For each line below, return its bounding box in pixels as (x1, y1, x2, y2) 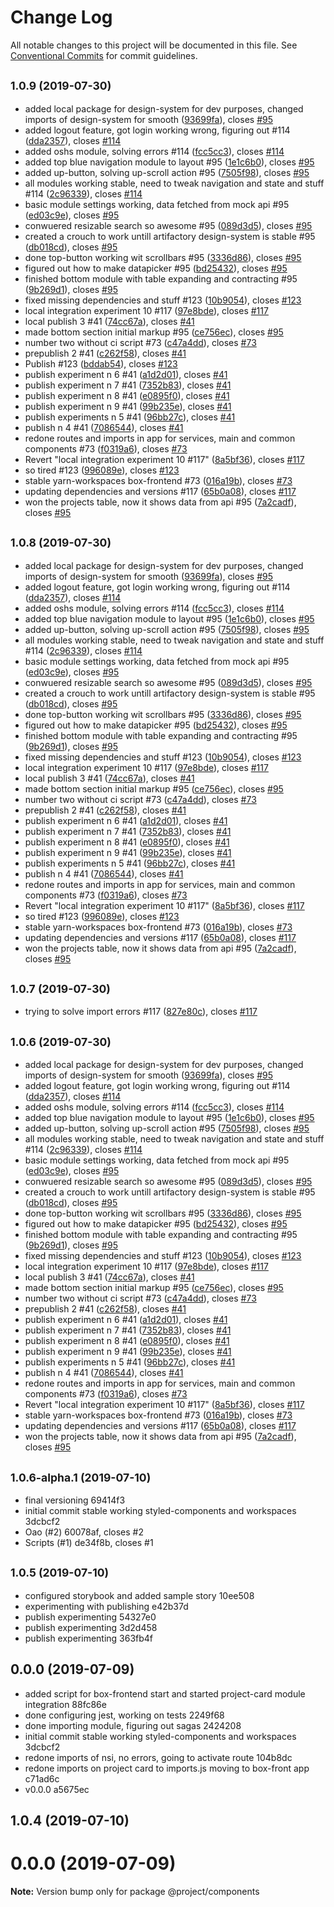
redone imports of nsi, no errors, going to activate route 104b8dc (24, 1751, 293, 1763)
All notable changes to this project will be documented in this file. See (10, 39, 298, 51)
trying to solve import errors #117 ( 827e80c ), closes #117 (24, 1006, 258, 1018)
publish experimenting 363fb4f (24, 1632, 154, 1644)
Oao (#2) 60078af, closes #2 (24, 1526, 144, 1538)
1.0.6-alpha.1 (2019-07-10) (10, 1470, 152, 1485)
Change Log (10, 6, 113, 29)
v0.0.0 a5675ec (24, 1783, 90, 1795)
